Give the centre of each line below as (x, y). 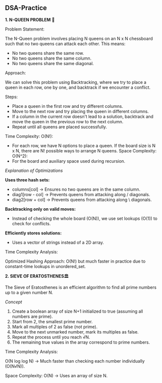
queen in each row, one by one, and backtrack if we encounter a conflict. (78, 87)
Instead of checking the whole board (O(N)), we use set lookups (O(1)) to (85, 218)
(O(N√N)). (15, 366)
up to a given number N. (29, 292)
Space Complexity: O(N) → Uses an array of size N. (56, 375)
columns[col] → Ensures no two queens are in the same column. (76, 189)
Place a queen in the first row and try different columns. (67, 106)
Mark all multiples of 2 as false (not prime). (55, 327)
